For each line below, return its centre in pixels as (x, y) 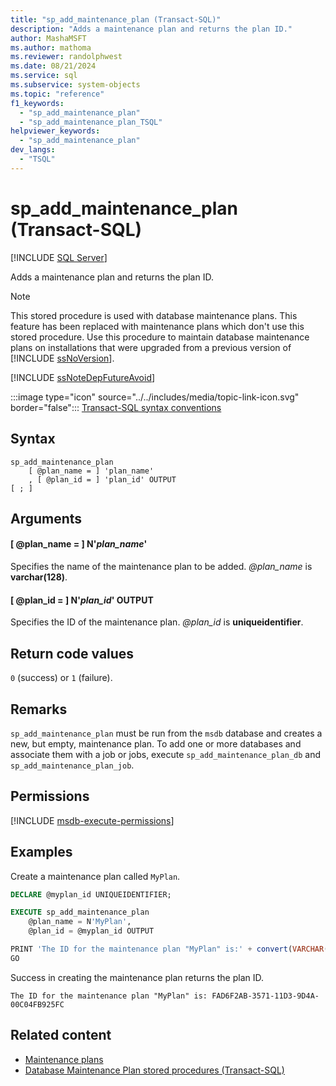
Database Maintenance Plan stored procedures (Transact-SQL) (154, 1070)
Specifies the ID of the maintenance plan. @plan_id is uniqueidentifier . (157, 622)
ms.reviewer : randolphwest (66, 57)
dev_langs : (33, 150)
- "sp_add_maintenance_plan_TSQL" (91, 122)
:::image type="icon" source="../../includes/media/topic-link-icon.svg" (155, 397)
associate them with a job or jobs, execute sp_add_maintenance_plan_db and (166, 754)
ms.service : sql (44, 76)
